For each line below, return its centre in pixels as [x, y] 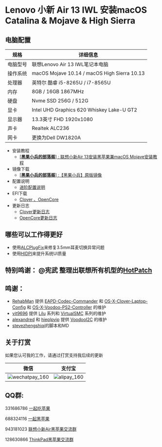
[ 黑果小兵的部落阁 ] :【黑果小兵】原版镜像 [61, 175]
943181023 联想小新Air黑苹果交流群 [41, 429]
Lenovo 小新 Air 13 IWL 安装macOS [76, 10]
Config [19, 307]
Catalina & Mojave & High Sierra [70, 21]
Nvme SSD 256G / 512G [60, 101]
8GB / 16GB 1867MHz [58, 92]
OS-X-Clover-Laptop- [126, 301]
